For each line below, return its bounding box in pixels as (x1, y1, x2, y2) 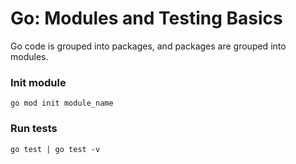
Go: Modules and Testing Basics (10, 7, 283, 30)
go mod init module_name (10, 98, 114, 109)
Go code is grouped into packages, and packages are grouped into (10, 40, 287, 52)
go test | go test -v (10, 144, 101, 154)
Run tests (10, 122, 58, 136)
